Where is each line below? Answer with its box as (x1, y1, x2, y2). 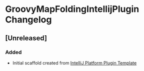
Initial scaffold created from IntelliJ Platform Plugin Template (12, 60, 137, 66)
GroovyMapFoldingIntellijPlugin (5, 3, 139, 15)
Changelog (5, 14, 52, 25)
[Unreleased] (5, 34, 47, 42)
